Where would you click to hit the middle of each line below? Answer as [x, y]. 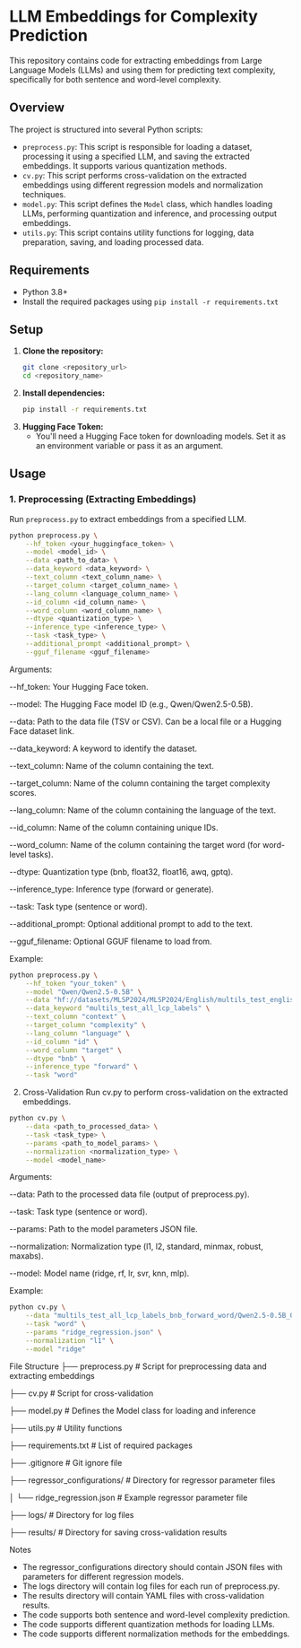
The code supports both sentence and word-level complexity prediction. [156, 1614]
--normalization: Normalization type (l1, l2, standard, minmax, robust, [137, 1247]
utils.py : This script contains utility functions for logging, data [138, 232]
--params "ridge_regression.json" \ [94, 1333]
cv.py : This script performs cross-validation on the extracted [134, 175]
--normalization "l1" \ [70, 1340]
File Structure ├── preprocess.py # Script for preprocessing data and [138, 1366]
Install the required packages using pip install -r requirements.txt [150, 301]
